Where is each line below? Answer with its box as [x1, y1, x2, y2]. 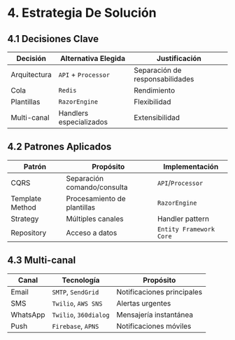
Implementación [163, 161, 219, 171]
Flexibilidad [134, 97, 171, 107]
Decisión [16, 54, 47, 63]
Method [10, 202, 36, 212]
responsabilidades [134, 74, 194, 83]
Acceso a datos [66, 228, 117, 238]
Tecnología [62, 275, 100, 285]
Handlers [58, 109, 89, 118]
